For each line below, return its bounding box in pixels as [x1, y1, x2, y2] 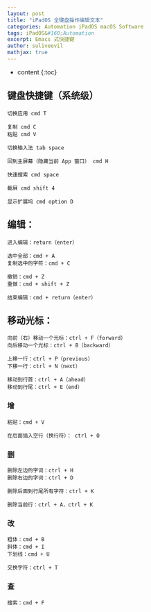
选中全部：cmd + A [7, 252, 55, 259]
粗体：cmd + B [7, 536, 45, 543]
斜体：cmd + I [7, 543, 45, 551]
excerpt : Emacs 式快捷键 [7, 36, 75, 43]
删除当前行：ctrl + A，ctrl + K [7, 501, 94, 508]
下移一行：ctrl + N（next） [7, 363, 81, 370]
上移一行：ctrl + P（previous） [7, 356, 94, 363]
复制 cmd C [7, 123, 37, 131]
